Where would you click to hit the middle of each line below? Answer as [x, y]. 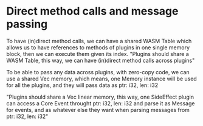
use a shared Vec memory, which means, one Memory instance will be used [102, 79]
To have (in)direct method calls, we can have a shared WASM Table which [99, 41]
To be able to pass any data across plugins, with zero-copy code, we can [98, 72]
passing [27, 24]
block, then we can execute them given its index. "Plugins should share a [98, 54]
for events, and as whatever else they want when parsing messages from [98, 110]
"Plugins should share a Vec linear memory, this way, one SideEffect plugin [100, 97]
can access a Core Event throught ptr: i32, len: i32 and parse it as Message [101, 103]
